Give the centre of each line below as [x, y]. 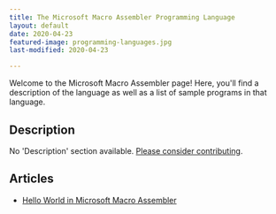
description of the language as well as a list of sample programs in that [138, 93]
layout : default [39, 26]
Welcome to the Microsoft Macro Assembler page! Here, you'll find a [134, 83]
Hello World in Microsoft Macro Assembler [99, 200]
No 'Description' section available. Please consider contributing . [126, 150]
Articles [32, 179]
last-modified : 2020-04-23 [59, 50]
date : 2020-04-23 [41, 34]
